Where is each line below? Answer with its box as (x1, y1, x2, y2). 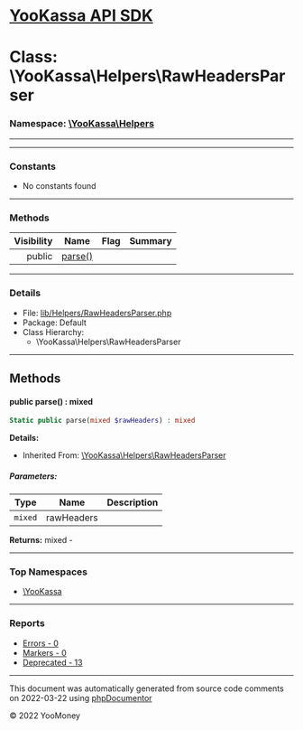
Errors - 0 (22, 638, 59, 649)
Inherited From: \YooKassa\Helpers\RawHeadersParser (22, 450, 227, 461)
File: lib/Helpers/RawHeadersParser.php (22, 307, 172, 318)
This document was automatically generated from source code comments (9, 683, 284, 694)
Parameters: (9, 471, 58, 482)
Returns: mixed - (9, 535, 74, 545)
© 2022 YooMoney (9, 710, 81, 721)
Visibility (14, 235, 53, 248)
